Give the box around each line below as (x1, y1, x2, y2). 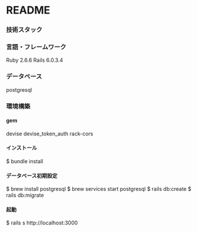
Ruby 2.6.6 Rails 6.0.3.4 (6, 57, 64, 64)
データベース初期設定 (6, 172, 58, 179)
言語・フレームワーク (6, 43, 66, 51)
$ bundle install (6, 158, 44, 165)
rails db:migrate (6, 192, 44, 199)
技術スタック (6, 26, 43, 34)
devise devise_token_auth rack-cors (6, 130, 94, 137)
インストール (6, 144, 37, 151)
